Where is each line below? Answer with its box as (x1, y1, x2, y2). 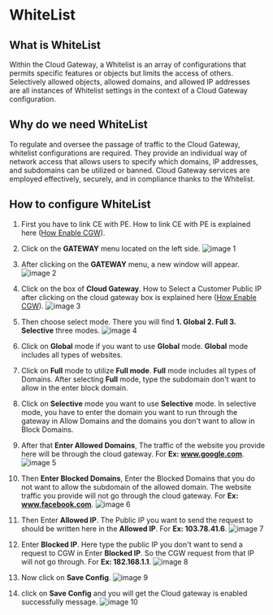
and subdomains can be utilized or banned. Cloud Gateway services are (9, 165, 250, 175)
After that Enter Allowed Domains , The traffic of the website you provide (20, 440, 266, 450)
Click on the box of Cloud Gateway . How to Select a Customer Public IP (20, 283, 262, 294)
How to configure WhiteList (9, 198, 151, 212)
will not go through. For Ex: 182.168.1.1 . (20, 556, 152, 566)
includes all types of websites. (20, 350, 123, 360)
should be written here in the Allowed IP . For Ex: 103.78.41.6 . (20, 523, 227, 534)
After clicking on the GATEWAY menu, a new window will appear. (20, 259, 240, 269)
